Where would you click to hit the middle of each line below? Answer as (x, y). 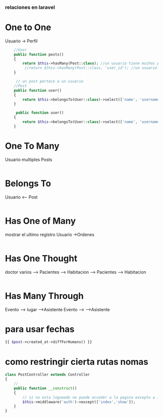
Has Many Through (44, 296)
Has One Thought (41, 258)
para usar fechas (40, 329)
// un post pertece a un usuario (49, 81)
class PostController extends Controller (48, 375)
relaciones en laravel (30, 7)
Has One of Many (41, 221)
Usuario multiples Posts (29, 159)
